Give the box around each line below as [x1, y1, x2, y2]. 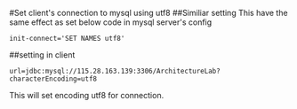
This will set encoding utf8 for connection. [9, 90, 165, 100]
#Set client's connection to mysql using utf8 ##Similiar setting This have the [9, 8, 288, 18]
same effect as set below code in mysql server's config [9, 17, 213, 27]
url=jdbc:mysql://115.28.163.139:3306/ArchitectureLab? [9, 66, 221, 75]
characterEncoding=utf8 [9, 74, 98, 83]
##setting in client [9, 50, 76, 60]
